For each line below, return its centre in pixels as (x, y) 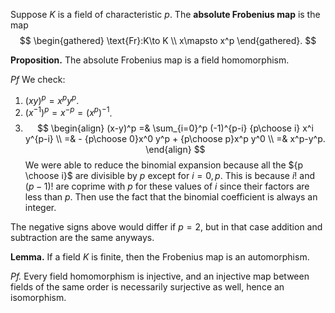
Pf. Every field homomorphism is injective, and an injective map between (160, 276)
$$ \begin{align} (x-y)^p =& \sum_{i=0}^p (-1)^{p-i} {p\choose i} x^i (175, 128)
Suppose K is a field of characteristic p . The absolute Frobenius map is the (165, 14)
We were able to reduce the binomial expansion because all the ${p (164, 165)
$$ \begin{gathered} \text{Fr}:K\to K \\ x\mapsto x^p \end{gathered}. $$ (168, 40)
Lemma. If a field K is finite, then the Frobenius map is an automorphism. (160, 257)
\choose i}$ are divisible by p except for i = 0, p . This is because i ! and (169, 176)
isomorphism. (38, 298)
